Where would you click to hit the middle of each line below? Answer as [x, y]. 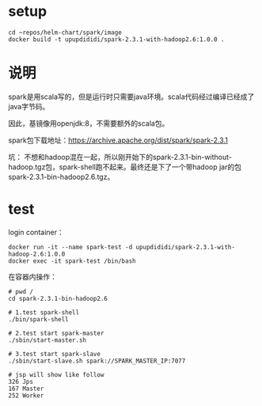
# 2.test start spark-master [56, 333]
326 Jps [21, 381]
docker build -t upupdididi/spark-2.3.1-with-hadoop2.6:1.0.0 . [116, 39]
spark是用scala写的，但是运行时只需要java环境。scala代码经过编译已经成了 [131, 97]
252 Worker [26, 395]
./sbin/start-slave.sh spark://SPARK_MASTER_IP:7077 [97, 361]
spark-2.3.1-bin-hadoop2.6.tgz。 [61, 176]
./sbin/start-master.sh [47, 340]
